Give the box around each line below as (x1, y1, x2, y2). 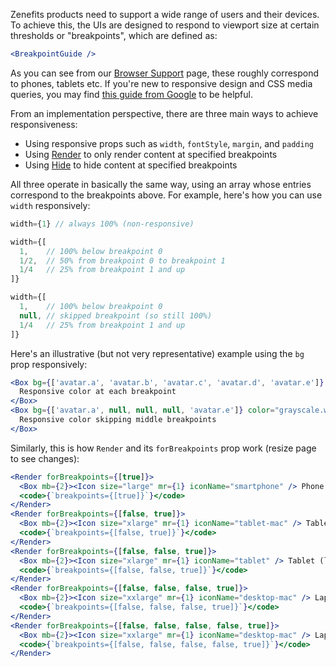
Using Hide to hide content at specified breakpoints (24, 159, 238, 171)
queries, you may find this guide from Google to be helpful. (10, 88, 253, 100)
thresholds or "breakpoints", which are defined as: (10, 30, 218, 41)
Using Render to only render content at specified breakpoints (24, 148, 278, 160)
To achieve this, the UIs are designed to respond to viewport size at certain (10, 19, 320, 31)
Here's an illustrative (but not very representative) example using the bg (10, 347, 305, 359)
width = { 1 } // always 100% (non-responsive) (10, 219, 195, 229)
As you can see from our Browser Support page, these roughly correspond (10, 67, 320, 79)
